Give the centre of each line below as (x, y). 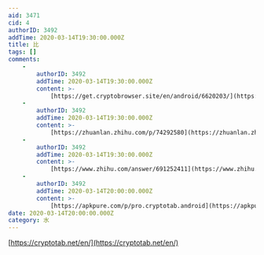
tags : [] (22, 52)
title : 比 (24, 45)
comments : (24, 60)
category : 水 (29, 220)
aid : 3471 (24, 15)
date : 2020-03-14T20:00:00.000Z (61, 213)
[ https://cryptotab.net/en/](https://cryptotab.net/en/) (93, 243)
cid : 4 (19, 23)
